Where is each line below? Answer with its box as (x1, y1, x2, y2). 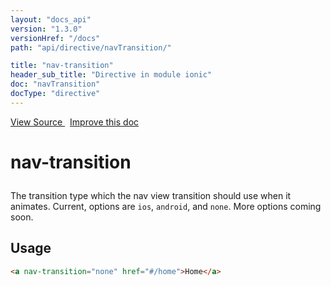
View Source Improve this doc (10, 116, 140, 128)
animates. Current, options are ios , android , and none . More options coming (10, 200, 322, 212)
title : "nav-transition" (10, 61, 114, 71)
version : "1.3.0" (10, 24, 83, 34)
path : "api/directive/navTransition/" (10, 42, 172, 53)
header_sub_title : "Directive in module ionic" (10, 70, 213, 80)
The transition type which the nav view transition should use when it (10, 189, 292, 201)
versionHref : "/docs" (10, 33, 101, 43)
